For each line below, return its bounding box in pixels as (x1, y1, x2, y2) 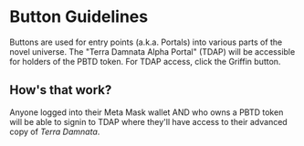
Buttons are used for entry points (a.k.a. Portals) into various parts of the (9, 36, 283, 47)
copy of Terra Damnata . (9, 126, 100, 137)
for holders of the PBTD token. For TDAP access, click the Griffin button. (9, 56, 281, 67)
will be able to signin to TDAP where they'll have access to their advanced (9, 116, 288, 127)
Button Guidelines (9, 6, 149, 27)
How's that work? (9, 82, 112, 98)
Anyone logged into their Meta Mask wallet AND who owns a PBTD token (9, 107, 284, 118)
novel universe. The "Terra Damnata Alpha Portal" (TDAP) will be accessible (9, 46, 296, 57)
